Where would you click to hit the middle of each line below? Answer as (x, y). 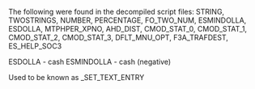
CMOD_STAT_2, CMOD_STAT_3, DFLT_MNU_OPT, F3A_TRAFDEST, (119, 37)
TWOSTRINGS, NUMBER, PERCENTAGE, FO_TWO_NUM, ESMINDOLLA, (127, 20)
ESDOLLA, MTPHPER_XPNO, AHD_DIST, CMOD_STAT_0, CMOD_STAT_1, (128, 29)
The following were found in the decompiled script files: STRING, (117, 12)
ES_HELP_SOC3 (35, 46)
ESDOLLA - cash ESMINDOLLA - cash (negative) (90, 61)
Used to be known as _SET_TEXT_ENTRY (76, 77)
